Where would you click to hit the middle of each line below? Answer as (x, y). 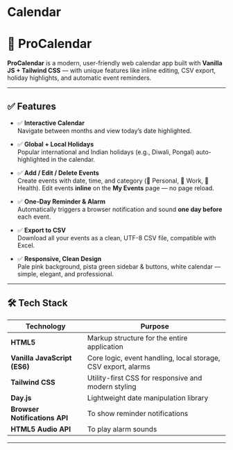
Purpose (155, 326)
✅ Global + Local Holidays (55, 144)
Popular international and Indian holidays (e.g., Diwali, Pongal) (106, 152)
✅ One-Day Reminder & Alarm (61, 201)
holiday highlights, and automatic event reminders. (79, 78)
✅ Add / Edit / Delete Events (58, 173)
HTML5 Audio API (41, 429)
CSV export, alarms (119, 367)
